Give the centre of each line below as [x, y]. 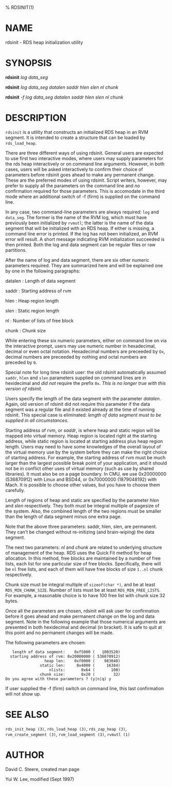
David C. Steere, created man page [42, 769]
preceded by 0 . [21, 362]
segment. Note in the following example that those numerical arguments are [85, 622]
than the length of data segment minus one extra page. [63, 516]
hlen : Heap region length [32, 301]
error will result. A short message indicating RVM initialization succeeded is [85, 239]
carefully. [15, 490]
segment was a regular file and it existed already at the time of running [80, 409]
